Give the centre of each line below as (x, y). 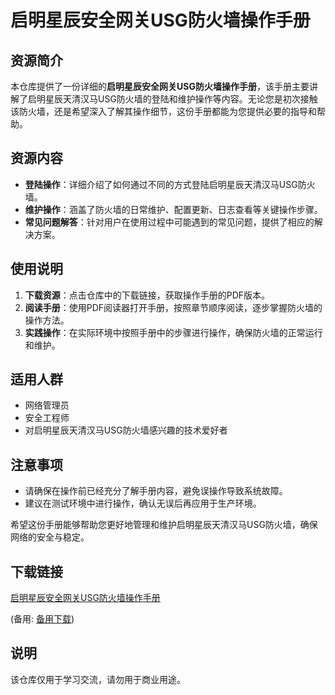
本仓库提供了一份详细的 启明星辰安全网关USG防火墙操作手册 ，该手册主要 (160, 86)
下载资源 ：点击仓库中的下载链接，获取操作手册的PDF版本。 (147, 295)
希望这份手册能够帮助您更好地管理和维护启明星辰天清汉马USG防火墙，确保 (164, 525)
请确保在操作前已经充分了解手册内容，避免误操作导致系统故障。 (156, 491)
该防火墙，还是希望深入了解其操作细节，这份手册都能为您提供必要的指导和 (163, 111)
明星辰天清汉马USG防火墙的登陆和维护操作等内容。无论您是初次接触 (177, 99)
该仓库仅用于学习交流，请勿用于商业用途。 (98, 679)
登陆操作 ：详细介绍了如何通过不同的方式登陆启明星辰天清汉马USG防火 (170, 184)
